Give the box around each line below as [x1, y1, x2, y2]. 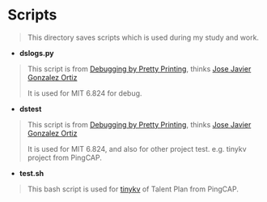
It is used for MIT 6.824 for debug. [27, 88, 142, 98]
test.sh [19, 168, 44, 178]
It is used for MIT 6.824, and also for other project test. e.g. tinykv [27, 144, 248, 153]
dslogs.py [19, 48, 54, 58]
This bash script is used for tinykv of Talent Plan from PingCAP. [27, 184, 239, 194]
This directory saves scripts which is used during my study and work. [27, 32, 260, 42]
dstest [19, 104, 42, 114]
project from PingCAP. [27, 153, 102, 162]
